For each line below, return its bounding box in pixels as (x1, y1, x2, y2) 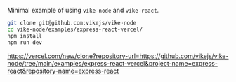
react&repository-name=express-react (7, 67, 119, 75)
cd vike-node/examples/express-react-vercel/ (7, 26, 143, 33)
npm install (7, 32, 42, 39)
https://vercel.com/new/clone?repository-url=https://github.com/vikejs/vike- (7, 52, 229, 60)
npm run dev (7, 39, 42, 46)
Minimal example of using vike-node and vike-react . (7, 6, 159, 14)
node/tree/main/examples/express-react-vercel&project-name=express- (7, 59, 218, 67)
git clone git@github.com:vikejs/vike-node (7, 20, 137, 27)
